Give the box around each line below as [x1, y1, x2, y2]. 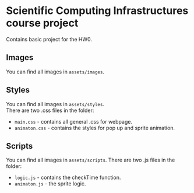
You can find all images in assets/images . [6, 68, 105, 75]
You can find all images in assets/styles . [6, 100, 105, 107]
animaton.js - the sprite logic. [14, 180, 86, 187]
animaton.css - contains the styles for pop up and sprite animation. [14, 124, 175, 131]
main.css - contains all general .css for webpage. [14, 118, 133, 125]
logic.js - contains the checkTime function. [14, 174, 121, 181]
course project [6, 16, 79, 30]
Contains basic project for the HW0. [6, 36, 92, 43]
